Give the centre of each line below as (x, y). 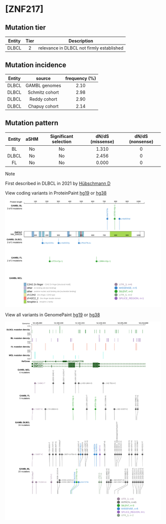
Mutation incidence (36, 65)
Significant (62, 136)
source (43, 78)
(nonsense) (141, 142)
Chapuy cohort (43, 106)
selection (62, 142)
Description (81, 41)
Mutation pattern (32, 123)
